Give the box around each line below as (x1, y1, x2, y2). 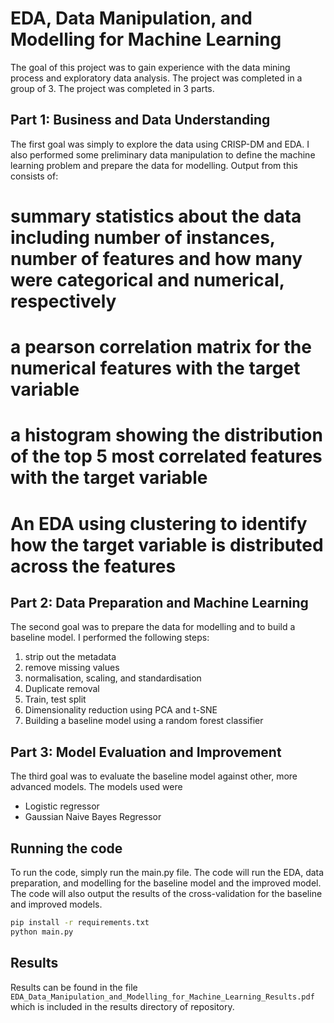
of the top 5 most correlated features (10, 445, 323, 468)
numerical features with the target (10, 357, 301, 380)
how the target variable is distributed (10, 533, 324, 556)
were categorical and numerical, (10, 268, 285, 291)
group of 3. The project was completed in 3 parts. (10, 82, 215, 94)
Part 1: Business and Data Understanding (10, 112, 271, 129)
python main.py (10, 927, 74, 937)
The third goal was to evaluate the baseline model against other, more (10, 770, 298, 782)
